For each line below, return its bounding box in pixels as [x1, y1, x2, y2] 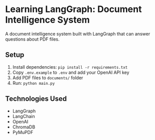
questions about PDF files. [5, 36, 60, 42]
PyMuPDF [12, 129, 34, 135]
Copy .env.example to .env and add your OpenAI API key [12, 69, 129, 75]
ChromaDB [12, 124, 36, 130]
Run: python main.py [12, 80, 55, 86]
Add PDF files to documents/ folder [12, 74, 84, 81]
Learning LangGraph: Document [5, 4, 142, 15]
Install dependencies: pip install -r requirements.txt [12, 64, 128, 70]
